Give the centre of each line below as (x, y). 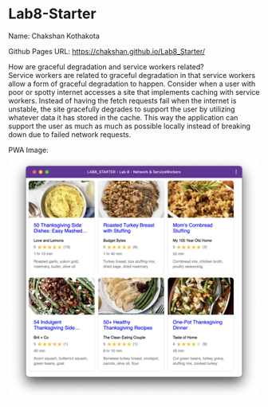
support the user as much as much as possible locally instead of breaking (130, 126)
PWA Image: (29, 150)
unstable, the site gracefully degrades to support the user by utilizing (122, 109)
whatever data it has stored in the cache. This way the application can (123, 117)
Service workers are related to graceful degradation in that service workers (132, 75)
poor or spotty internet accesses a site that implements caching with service (134, 92)
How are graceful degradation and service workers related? (106, 67)
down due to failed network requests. (70, 134)
